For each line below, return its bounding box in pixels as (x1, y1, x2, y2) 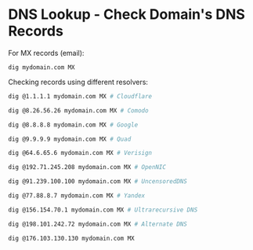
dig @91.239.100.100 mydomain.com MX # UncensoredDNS (8, 178, 188, 186)
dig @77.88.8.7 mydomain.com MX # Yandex (8, 192, 146, 200)
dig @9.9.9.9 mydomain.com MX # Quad (8, 135, 132, 143)
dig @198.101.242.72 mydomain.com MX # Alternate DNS (8, 220, 188, 228)
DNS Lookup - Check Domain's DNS (8, 6, 245, 24)
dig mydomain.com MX (8, 63, 76, 72)
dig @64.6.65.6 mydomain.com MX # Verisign (8, 149, 153, 157)
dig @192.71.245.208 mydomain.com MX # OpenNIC (8, 164, 167, 171)
